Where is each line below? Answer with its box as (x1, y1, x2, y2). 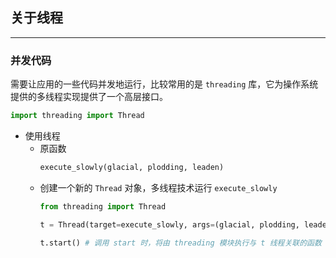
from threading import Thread (39, 201, 167, 212)
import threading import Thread (10, 111, 145, 121)
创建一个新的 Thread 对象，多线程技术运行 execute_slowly (39, 181, 278, 193)
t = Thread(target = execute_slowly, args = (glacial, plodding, (39, 219, 300, 230)
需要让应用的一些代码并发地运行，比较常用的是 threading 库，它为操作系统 (10, 78, 319, 90)
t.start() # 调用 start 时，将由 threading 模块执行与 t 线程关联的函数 (39, 238, 322, 248)
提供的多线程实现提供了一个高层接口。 (10, 91, 168, 103)
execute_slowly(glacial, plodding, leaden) (39, 162, 225, 172)
